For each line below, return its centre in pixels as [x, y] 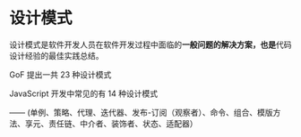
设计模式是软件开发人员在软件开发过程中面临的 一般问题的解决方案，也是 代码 [150, 44]
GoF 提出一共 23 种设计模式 [60, 74]
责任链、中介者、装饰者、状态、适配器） [123, 123]
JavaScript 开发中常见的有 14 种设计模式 [84, 93]
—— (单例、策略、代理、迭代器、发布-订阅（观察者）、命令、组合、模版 [141, 112]
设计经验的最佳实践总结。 [56, 55]
